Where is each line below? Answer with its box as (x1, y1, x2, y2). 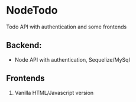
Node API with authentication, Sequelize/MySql (14, 56, 130, 63)
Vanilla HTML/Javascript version (14, 89, 94, 96)
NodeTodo (6, 4, 58, 17)
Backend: (6, 40, 42, 50)
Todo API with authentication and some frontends (6, 23, 127, 30)
